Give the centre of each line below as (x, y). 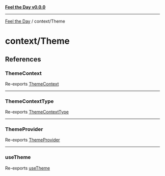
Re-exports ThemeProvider (33, 140)
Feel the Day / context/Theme (35, 21)
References (23, 59)
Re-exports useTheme (27, 168)
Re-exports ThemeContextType (37, 112)
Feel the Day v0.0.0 (25, 7)
